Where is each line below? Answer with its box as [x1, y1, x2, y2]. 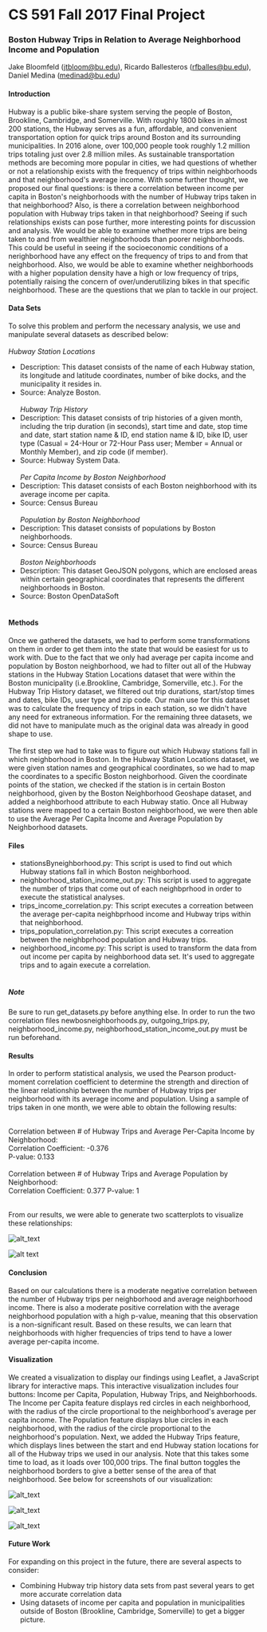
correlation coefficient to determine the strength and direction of [37, 1077, 249, 1087]
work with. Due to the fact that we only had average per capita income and [8, 653, 253, 662]
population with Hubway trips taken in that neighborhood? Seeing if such [8, 208, 248, 218]
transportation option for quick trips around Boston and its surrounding [8, 132, 241, 141]
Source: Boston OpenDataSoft [19, 591, 120, 601]
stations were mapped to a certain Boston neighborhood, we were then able [8, 805, 258, 816]
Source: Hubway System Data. [19, 455, 121, 465]
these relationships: [8, 1218, 73, 1228]
